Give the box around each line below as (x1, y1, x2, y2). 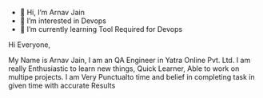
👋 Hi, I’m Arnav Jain (19, 8, 86, 17)
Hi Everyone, (8, 40, 50, 49)
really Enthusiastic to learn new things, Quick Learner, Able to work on (8, 64, 240, 73)
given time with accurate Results (8, 80, 116, 90)
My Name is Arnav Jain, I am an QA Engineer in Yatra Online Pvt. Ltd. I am (8, 56, 251, 65)
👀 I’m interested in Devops (19, 16, 106, 25)
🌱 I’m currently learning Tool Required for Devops (19, 25, 183, 33)
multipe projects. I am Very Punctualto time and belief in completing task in (8, 73, 255, 81)
